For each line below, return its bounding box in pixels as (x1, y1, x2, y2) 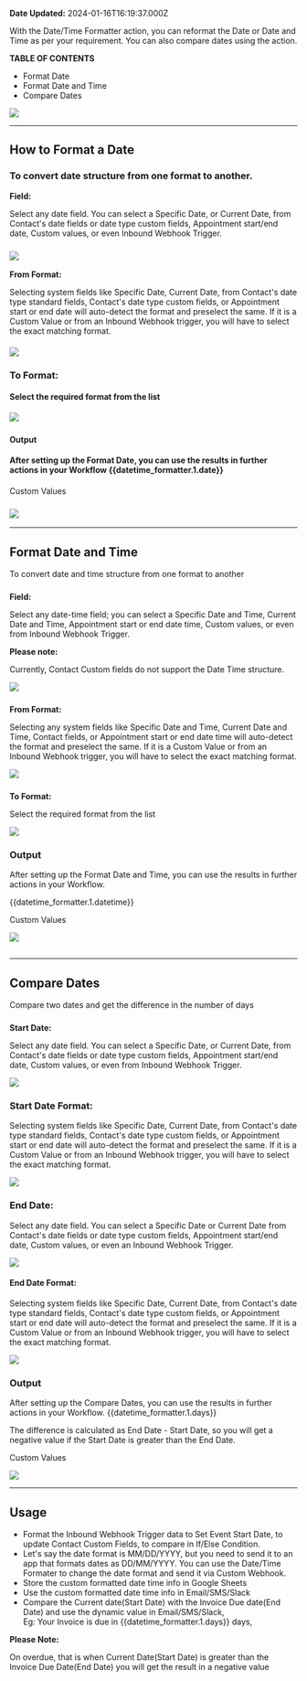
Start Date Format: (9, 1099, 93, 1112)
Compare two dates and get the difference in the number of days (9, 1000, 254, 1011)
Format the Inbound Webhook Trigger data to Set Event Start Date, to (22, 1529, 283, 1540)
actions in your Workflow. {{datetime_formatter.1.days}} (9, 1408, 217, 1419)
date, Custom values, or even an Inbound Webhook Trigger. (9, 1239, 234, 1250)
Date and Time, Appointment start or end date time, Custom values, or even (9, 618, 294, 629)
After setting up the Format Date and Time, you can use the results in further (9, 869, 298, 880)
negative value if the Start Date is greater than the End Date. (9, 1435, 236, 1446)
